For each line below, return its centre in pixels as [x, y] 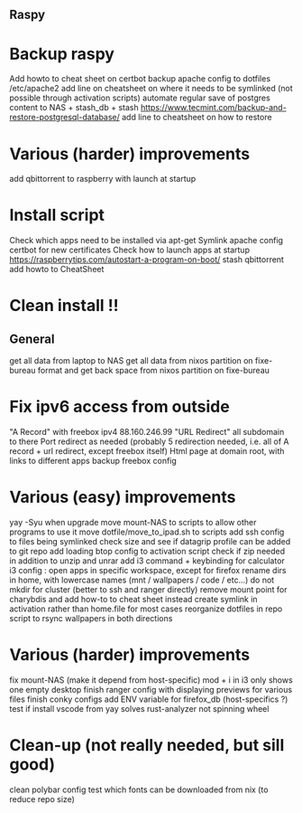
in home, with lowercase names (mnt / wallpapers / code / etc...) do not [142, 580]
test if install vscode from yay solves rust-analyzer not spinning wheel [139, 709]
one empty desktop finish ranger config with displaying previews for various [151, 690]
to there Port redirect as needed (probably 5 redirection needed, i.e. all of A [149, 441]
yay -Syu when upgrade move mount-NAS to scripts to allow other [133, 523]
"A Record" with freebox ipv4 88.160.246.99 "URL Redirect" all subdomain [147, 432]
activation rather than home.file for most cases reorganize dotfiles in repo [146, 609]
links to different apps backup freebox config [93, 461]
